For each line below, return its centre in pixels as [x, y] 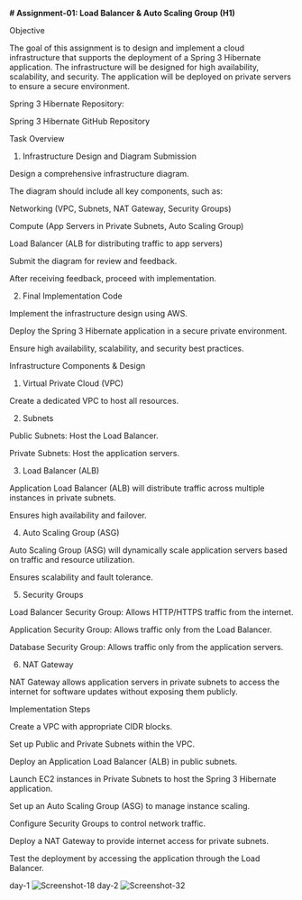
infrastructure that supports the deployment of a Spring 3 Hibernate [135, 57]
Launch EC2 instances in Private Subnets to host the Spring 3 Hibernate [143, 779]
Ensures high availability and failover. [78, 515]
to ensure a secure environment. [70, 86]
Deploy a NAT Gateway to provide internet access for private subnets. [139, 841]
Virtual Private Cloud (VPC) [73, 383]
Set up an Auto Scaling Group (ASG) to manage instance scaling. [130, 806]
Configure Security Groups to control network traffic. [108, 823]
